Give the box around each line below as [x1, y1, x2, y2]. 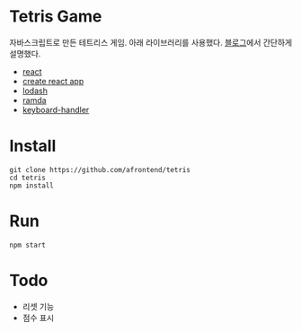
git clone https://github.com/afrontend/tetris [9, 165, 191, 174]
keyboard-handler [22, 104, 90, 115]
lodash [22, 85, 48, 96]
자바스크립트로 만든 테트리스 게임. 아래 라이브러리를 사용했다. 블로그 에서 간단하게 [9, 37, 293, 48]
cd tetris [9, 173, 47, 182]
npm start [9, 240, 47, 249]
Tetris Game [9, 6, 102, 27]
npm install [9, 181, 54, 190]
